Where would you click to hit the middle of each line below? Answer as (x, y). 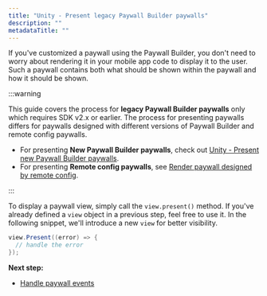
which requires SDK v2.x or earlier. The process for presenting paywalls (126, 118)
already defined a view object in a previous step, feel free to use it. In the (128, 215)
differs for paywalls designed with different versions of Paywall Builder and (132, 126)
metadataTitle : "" (39, 30)
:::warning (25, 94)
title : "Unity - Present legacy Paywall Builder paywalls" (108, 16)
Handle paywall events (57, 283)
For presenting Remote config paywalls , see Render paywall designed (136, 167)
